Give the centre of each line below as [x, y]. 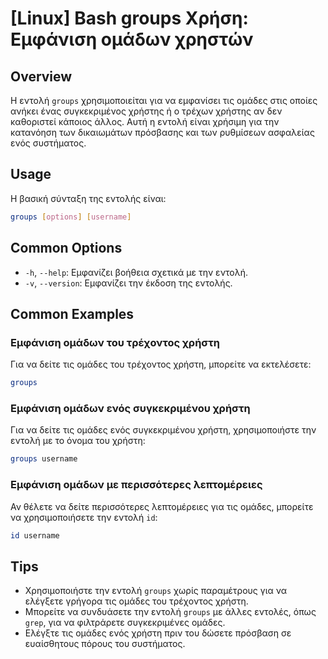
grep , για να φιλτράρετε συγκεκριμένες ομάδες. [125, 623]
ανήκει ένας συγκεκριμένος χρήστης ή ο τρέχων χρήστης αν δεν [146, 111]
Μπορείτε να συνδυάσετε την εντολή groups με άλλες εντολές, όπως [170, 612]
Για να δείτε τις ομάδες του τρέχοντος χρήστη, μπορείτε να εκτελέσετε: [161, 364]
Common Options [66, 248]
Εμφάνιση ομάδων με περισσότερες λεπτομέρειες [136, 485]
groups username [44, 459]
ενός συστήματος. [48, 143]
